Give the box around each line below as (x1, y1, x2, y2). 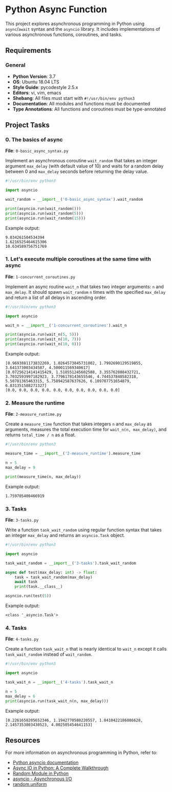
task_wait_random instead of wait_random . (5, 651, 92, 657)
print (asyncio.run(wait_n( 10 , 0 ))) (5, 341, 81, 347)
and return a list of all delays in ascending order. (5, 294, 107, 301)
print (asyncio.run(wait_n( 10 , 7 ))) (5, 337, 81, 342)
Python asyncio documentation (12, 759, 79, 766)
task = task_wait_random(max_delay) (14, 574, 93, 580)
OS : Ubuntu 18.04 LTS (12, 78, 60, 85)
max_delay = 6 (5, 694, 36, 699)
